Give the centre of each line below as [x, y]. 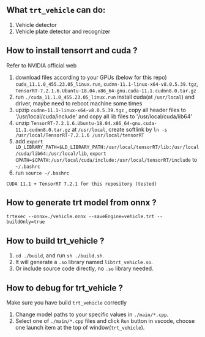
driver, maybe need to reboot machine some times [79, 103]
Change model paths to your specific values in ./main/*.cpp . [92, 314]
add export [29, 141]
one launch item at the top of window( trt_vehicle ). [80, 328]
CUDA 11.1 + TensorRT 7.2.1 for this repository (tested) [82, 184]
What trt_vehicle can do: [56, 10]
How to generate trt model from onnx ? [82, 203]
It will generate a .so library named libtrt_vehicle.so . [84, 262]
